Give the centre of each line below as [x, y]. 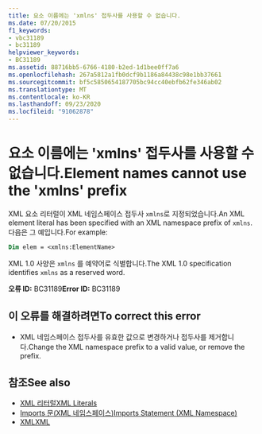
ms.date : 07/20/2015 [42, 23]
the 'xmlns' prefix [68, 191]
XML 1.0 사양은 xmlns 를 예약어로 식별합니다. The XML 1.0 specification [120, 263]
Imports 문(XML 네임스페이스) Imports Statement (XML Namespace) [129, 413]
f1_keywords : [30, 30]
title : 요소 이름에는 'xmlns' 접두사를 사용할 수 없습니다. [94, 15]
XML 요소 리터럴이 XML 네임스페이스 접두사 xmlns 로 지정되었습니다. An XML [126, 213]
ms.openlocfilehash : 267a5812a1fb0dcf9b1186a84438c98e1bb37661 [115, 75]
